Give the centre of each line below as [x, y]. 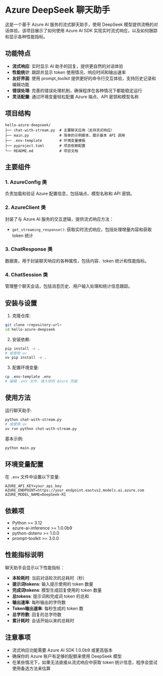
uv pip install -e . [26, 358]
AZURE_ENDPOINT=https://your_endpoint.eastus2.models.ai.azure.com [75, 490]
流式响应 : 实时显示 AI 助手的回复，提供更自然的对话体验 [68, 66]
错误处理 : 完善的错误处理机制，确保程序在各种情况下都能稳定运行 [77, 90]
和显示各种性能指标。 [26, 37]
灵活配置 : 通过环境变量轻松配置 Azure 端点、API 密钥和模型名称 [75, 97]
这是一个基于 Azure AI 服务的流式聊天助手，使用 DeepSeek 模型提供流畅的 [79, 24]
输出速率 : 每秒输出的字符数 [39, 602]
